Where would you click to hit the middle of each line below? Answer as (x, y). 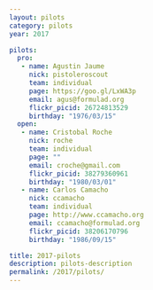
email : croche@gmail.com (75, 165)
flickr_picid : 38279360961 (78, 174)
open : (27, 124)
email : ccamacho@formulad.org (84, 223)
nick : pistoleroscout (69, 75)
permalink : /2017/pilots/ (57, 272)
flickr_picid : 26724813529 (78, 107)
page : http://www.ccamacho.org (86, 215)
